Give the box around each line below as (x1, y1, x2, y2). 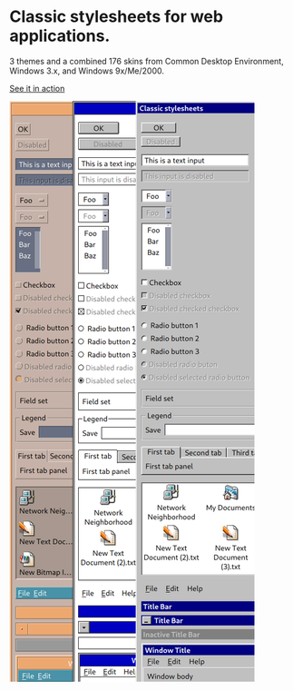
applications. (9, 25, 111, 46)
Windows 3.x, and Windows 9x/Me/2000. (9, 65, 165, 76)
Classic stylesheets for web (9, 6, 224, 27)
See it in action (9, 83, 65, 94)
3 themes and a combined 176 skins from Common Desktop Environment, (9, 55, 284, 66)
